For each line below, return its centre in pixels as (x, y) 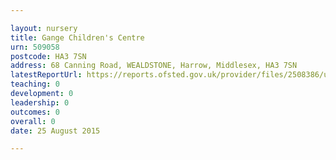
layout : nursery (44, 28)
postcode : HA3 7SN (48, 56)
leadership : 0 (40, 102)
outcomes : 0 (35, 112)
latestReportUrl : (46, 75)
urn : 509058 (35, 47)
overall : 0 (33, 121)
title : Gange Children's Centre (77, 37)
